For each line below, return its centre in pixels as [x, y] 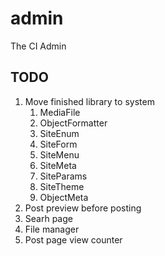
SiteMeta [58, 165]
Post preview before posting [83, 208]
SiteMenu [59, 154]
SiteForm [58, 144]
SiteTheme [62, 186]
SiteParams [63, 176]
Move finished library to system [89, 101]
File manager [52, 229]
